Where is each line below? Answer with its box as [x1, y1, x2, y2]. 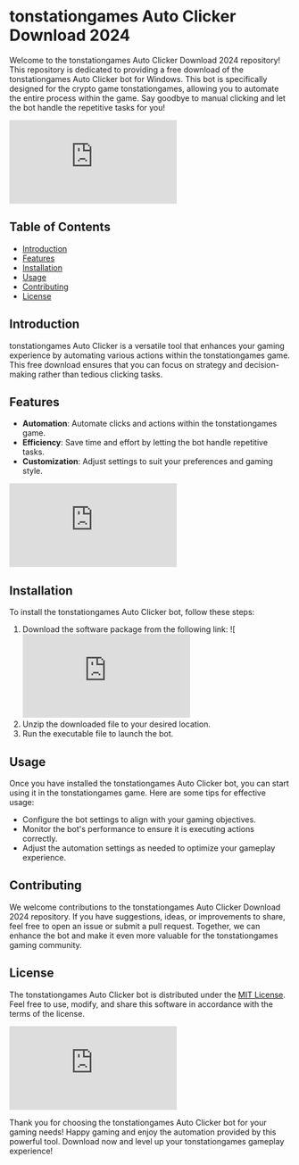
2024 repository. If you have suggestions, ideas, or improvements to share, [9, 911, 286, 921]
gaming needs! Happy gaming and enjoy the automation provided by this [9, 1127, 277, 1137]
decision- [244, 359, 279, 370]
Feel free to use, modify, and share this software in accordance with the [9, 998, 274, 1010]
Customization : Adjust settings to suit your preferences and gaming [21, 456, 274, 467]
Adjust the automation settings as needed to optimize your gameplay [21, 843, 276, 853]
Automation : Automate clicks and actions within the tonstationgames [21, 418, 278, 429]
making [9, 369, 37, 379]
